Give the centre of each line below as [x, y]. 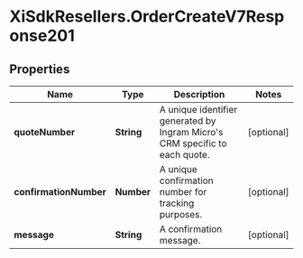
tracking [177, 203]
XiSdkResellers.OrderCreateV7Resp [147, 17]
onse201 [42, 36]
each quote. [184, 155]
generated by [188, 121]
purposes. [181, 214]
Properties [40, 69]
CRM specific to [193, 143]
